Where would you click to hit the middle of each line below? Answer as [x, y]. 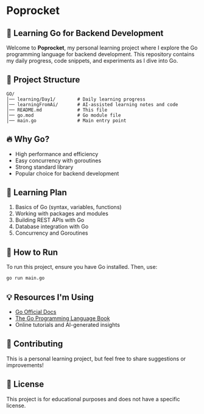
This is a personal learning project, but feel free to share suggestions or [96, 359]
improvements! [25, 365]
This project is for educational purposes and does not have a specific [93, 399]
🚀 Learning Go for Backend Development [85, 33]
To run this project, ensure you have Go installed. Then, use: [82, 267]
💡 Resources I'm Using [50, 297]
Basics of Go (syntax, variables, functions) [68, 207]
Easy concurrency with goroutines [58, 160]
